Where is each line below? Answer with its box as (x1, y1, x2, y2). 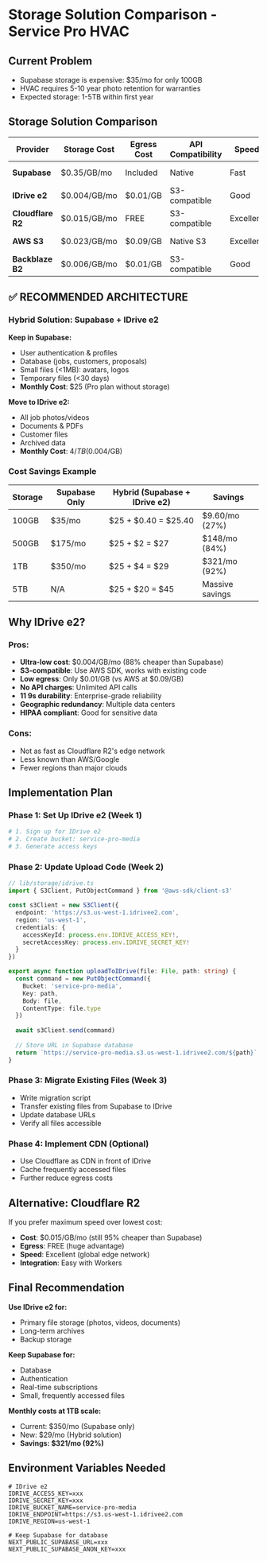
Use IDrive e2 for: (8, 1302, 68, 1311)
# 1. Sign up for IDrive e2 (8, 828, 102, 836)
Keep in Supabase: (8, 332, 72, 342)
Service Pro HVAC (8, 22, 130, 41)
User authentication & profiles (19, 348, 118, 357)
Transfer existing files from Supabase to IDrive (19, 1101, 172, 1111)
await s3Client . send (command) (15, 1027, 115, 1035)
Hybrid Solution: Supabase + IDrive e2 (8, 314, 159, 325)
